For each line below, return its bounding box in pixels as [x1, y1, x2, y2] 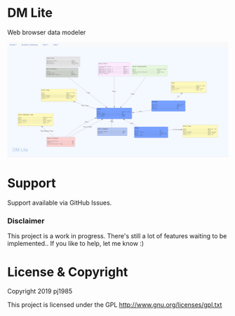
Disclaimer [7, 216, 45, 226]
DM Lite [7, 5, 53, 21]
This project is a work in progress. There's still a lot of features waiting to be [7, 232, 227, 240]
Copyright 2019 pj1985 [7, 287, 72, 296]
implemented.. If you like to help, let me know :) [7, 240, 145, 248]
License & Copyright [7, 264, 128, 280]
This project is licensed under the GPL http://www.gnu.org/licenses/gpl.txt [7, 301, 222, 309]
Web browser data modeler [7, 28, 86, 36]
